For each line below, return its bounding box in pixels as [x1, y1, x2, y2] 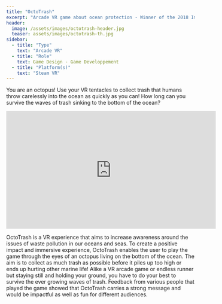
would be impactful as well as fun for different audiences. [6, 291, 148, 298]
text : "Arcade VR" [17, 48, 63, 54]
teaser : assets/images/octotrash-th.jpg [11, 31, 114, 37]
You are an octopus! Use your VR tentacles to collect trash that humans [6, 86, 183, 93]
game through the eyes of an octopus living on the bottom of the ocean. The [6, 253, 194, 260]
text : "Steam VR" [17, 70, 60, 76]
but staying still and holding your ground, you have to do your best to [6, 272, 177, 279]
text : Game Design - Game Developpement [17, 59, 119, 65]
